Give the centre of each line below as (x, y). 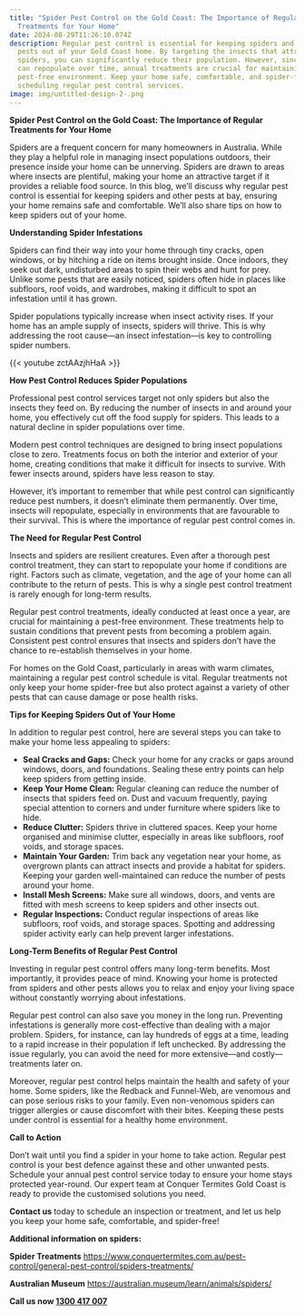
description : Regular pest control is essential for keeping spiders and (152, 43)
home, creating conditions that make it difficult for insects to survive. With (148, 464)
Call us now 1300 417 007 (59, 1300)
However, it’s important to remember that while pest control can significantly (152, 491)
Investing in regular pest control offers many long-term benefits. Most (140, 969)
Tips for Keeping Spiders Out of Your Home (93, 714)
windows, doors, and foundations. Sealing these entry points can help (153, 768)
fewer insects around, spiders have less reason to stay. (113, 473)
